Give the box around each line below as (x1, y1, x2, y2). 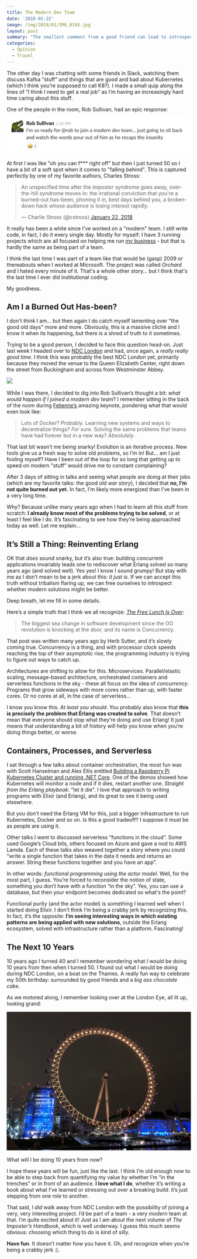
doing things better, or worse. (6, 729, 78, 736)
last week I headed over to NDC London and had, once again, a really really (6, 348, 189, 355)
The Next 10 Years (6, 942, 75, 952)
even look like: (6, 408, 42, 416)
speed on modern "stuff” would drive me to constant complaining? (6, 462, 167, 469)
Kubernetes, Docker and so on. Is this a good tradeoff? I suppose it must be (6, 816, 189, 824)
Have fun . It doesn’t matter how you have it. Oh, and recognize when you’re (6, 1240, 189, 1247)
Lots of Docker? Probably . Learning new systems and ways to (20, 420, 171, 427)
